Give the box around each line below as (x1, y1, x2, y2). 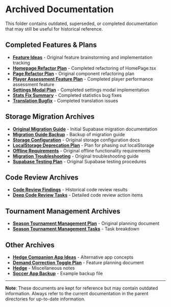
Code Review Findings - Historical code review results (12, 187, 128, 193)
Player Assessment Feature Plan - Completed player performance (12, 75, 153, 82)
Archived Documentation (5, 4, 114, 15)
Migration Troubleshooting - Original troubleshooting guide (12, 153, 139, 159)
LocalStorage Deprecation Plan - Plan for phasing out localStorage (12, 142, 154, 148)
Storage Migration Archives (5, 112, 95, 121)
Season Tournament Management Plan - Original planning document (12, 220, 160, 226)
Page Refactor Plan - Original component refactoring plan (12, 70, 135, 76)
